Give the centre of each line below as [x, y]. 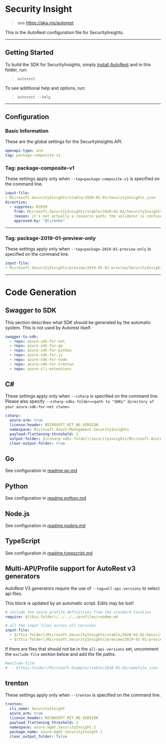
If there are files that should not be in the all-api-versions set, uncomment [82, 649]
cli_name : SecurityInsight [37, 709]
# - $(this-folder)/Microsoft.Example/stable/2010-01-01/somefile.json [82, 668]
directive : [16, 202]
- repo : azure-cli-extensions [41, 369]
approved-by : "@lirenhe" [40, 221]
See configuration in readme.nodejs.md [45, 526]
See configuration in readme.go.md [41, 470]
